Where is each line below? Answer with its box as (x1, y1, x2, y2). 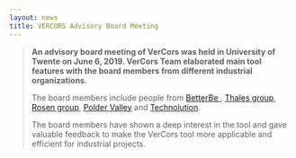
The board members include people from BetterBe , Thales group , (31, 92, 276, 103)
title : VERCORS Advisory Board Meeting (9, 22, 159, 31)
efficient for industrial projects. (31, 138, 146, 149)
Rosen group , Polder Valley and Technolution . (31, 101, 201, 112)
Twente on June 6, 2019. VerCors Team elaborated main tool (31, 56, 263, 66)
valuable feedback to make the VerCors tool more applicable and (31, 128, 273, 139)
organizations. (31, 75, 88, 85)
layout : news (9, 13, 58, 22)
